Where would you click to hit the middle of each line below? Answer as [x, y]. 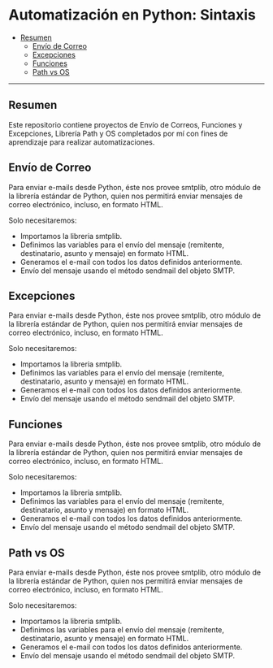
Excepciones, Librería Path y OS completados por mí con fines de [118, 133]
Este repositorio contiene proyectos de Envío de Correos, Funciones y [126, 124]
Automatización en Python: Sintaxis [132, 15]
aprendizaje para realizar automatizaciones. [82, 142]
